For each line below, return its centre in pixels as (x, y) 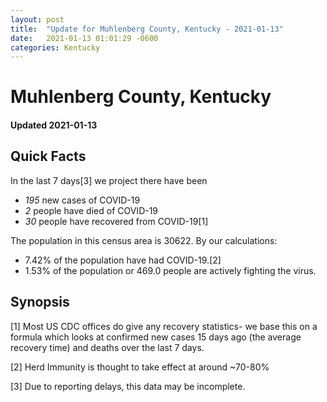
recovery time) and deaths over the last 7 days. (107, 347)
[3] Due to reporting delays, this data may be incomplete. (128, 386)
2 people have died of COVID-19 (91, 210)
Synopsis (40, 302)
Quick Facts (48, 156)
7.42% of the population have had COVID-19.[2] (123, 260)
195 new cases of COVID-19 (82, 200)
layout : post (37, 19)
